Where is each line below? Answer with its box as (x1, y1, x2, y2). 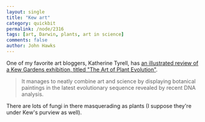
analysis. (21, 90, 44, 98)
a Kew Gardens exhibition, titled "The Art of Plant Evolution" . (6, 66, 158, 73)
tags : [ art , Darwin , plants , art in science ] (6, 32, 124, 38)
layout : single (6, 8, 45, 15)
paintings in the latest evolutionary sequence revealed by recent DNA (21, 84, 196, 91)
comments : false (6, 37, 48, 43)
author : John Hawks (6, 43, 56, 49)
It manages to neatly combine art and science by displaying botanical (21, 77, 196, 85)
